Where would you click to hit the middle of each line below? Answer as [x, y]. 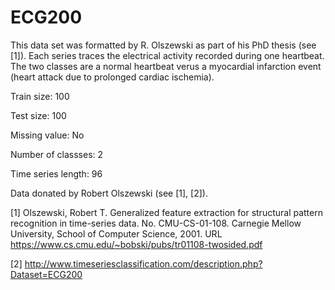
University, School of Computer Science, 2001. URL [116, 233]
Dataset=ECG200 [46, 274]
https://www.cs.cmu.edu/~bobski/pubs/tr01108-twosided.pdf [136, 244]
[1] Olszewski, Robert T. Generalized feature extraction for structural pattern [166, 212]
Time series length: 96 [56, 173]
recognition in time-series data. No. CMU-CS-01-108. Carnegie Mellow [156, 223]
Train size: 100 [40, 96]
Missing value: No [47, 135]
